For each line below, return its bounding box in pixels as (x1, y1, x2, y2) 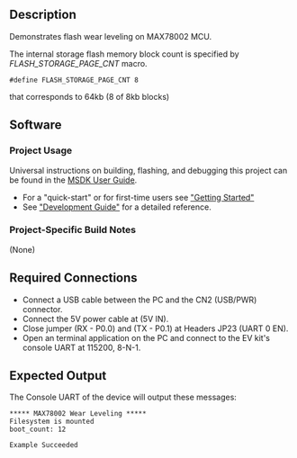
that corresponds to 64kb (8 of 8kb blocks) (9, 91, 170, 102)
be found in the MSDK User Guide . (9, 175, 138, 185)
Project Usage (9, 144, 73, 157)
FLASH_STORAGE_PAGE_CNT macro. (9, 58, 148, 68)
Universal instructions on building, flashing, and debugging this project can (9, 165, 288, 175)
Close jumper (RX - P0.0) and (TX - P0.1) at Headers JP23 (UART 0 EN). (22, 323, 289, 334)
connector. (22, 303, 63, 314)
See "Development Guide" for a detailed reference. (22, 202, 211, 212)
